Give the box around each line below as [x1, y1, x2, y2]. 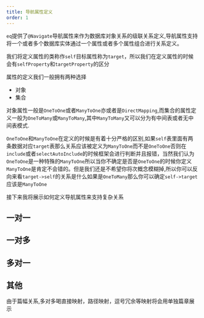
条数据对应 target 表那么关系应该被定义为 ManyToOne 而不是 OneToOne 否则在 [6, 142, 187, 150]
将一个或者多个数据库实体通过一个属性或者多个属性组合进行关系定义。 [6, 40, 183, 47]
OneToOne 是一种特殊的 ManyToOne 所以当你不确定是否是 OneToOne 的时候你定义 [6, 157, 192, 165]
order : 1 [6, 15, 29, 21]
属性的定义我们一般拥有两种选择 [6, 73, 86, 80]
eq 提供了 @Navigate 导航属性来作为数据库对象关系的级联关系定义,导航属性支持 [6, 32, 198, 40]
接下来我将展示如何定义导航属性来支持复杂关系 [6, 193, 124, 201]
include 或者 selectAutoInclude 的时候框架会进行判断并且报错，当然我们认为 [6, 150, 195, 157]
